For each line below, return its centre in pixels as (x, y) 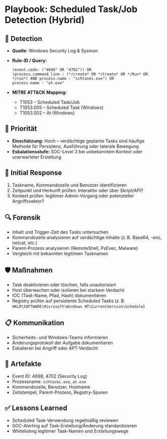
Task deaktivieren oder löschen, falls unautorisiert (64, 285)
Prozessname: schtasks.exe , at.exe (49, 381)
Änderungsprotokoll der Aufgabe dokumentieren (62, 343)
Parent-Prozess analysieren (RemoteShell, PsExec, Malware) (75, 248)
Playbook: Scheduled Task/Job (71, 9)
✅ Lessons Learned (36, 408)
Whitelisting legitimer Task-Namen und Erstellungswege (70, 431)
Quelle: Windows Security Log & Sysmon (55, 51)
